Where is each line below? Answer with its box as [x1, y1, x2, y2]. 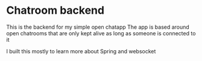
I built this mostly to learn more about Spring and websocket [6, 47, 156, 54]
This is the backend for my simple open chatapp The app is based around [6, 23, 190, 30]
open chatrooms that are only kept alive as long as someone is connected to [6, 29, 196, 36]
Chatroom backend [6, 4, 104, 17]
